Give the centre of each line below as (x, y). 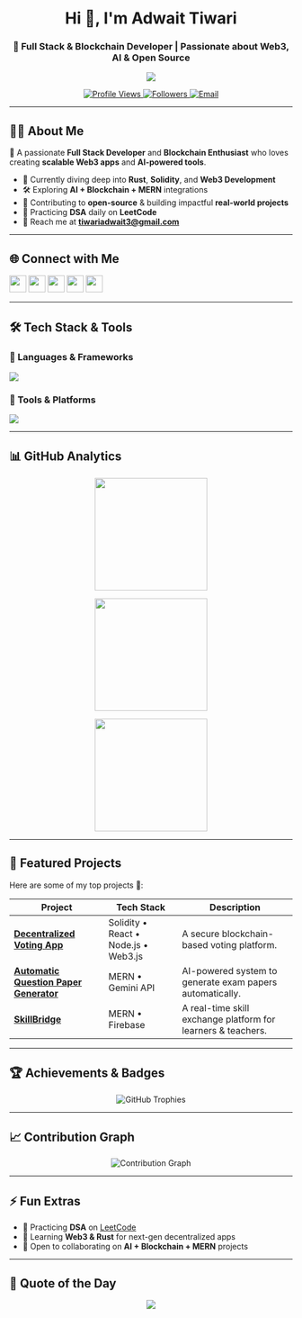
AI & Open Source (151, 58)
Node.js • (128, 944)
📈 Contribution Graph (72, 1137)
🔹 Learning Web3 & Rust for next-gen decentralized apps (129, 1237)
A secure (201, 934)
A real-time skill (216, 1007)
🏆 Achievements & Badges (87, 1074)
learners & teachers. (225, 1030)
